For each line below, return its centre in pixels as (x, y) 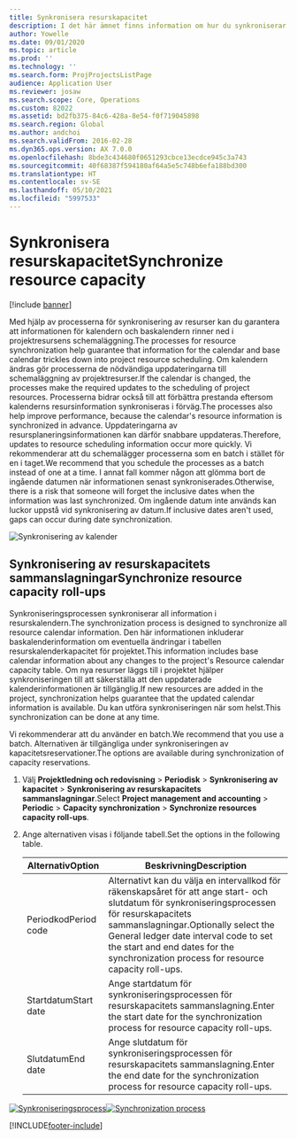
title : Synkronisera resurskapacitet (79, 17)
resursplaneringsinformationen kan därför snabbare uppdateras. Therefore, (145, 434)
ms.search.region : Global (57, 125)
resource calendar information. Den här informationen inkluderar (127, 632)
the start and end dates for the (171, 947)
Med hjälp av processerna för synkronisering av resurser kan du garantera (145, 322)
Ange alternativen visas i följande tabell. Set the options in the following (151, 834)
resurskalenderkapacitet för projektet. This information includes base (134, 651)
